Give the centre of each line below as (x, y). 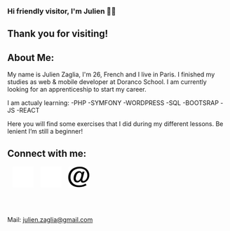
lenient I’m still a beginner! (45, 132)
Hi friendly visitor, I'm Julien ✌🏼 (62, 11)
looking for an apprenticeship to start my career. (77, 90)
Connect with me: (47, 153)
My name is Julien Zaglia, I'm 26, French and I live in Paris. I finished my (111, 75)
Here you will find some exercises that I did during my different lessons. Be (115, 124)
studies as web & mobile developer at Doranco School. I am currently (107, 82)
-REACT (28, 111)
